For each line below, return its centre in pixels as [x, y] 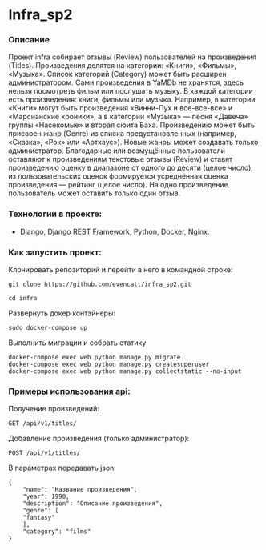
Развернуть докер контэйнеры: [62, 313]
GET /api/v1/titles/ [43, 424]
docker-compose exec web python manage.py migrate [95, 358]
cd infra [23, 299]
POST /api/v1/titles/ [44, 453]
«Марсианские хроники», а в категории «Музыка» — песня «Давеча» [128, 117]
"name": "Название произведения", [80, 490]
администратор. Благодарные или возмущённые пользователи [117, 151]
